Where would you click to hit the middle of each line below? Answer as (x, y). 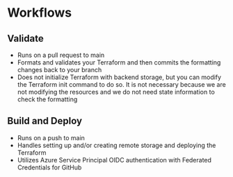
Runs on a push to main (51, 137)
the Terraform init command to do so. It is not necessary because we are (121, 84)
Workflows (39, 13)
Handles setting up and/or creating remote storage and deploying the (116, 145)
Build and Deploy (45, 121)
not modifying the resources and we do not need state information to (116, 92)
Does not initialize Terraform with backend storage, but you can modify (119, 77)
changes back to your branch (59, 70)
